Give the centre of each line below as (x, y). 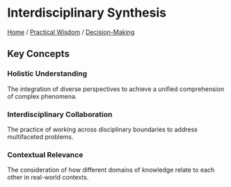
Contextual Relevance (45, 154)
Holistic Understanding (47, 74)
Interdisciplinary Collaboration (60, 114)
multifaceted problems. (41, 136)
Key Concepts (38, 54)
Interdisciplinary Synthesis (87, 13)
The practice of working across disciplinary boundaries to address (103, 129)
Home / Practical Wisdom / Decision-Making (71, 32)
